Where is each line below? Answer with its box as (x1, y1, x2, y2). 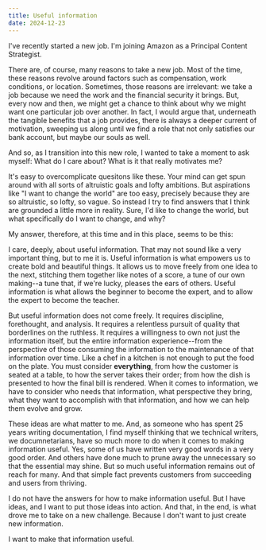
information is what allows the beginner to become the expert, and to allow (8, 287, 253, 296)
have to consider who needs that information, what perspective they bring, (8, 386, 253, 396)
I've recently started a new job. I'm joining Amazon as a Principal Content (8, 41, 248, 50)
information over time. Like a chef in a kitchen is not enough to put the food (8, 353, 255, 362)
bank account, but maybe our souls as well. (8, 132, 151, 141)
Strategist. (8, 49, 42, 59)
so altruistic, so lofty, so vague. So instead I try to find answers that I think (8, 196, 250, 207)
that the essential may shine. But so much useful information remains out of (8, 461, 256, 471)
